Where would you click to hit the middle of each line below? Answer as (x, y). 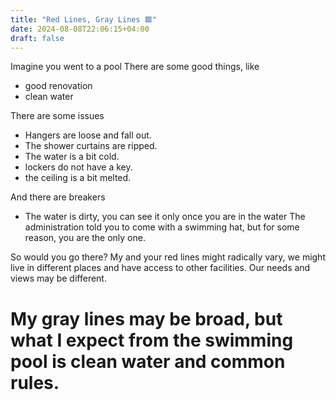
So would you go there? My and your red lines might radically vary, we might (168, 257)
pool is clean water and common (148, 361)
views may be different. (58, 278)
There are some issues (57, 116)
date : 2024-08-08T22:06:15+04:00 (80, 29)
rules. (35, 382)
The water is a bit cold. (72, 157)
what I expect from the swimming (152, 340)
